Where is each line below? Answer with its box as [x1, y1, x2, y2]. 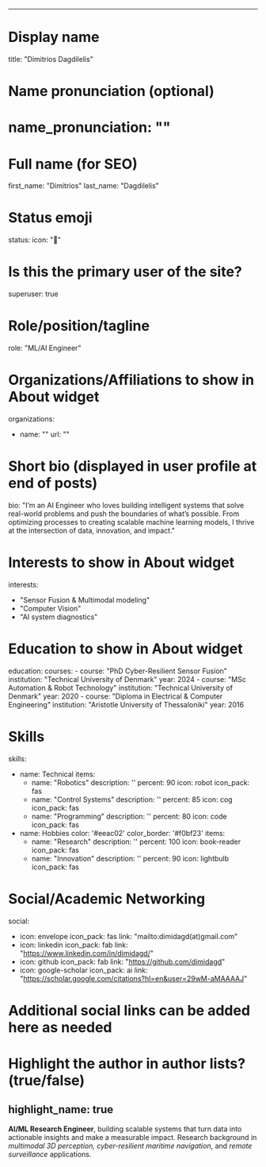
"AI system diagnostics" [19, 612, 98, 622]
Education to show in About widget [8, 640, 243, 658]
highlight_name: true [8, 1103, 113, 1116]
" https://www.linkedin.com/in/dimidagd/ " [19, 948, 154, 957]
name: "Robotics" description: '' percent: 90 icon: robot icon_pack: [31, 777, 250, 787]
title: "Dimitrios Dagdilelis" [8, 54, 93, 64]
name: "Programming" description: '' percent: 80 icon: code [31, 811, 227, 821]
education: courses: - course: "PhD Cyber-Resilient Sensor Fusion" [8, 666, 228, 676]
